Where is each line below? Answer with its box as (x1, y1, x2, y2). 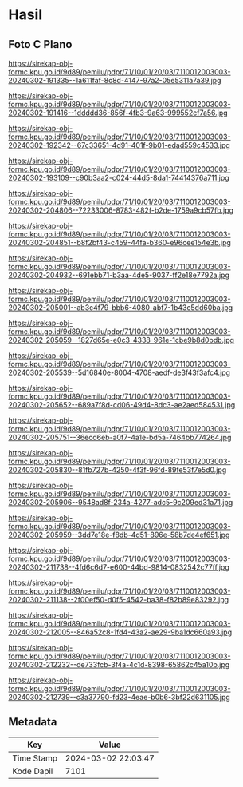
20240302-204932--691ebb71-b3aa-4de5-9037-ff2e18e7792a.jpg (8, 270, 229, 280)
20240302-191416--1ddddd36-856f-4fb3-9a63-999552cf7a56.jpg (8, 108, 229, 117)
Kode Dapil (12, 765, 53, 777)
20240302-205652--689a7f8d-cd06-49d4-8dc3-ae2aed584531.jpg (8, 400, 236, 409)
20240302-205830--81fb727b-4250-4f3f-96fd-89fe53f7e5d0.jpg (8, 465, 227, 475)
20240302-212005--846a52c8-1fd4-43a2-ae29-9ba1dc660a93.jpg (8, 627, 233, 637)
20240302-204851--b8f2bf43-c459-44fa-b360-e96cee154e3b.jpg (8, 238, 231, 247)
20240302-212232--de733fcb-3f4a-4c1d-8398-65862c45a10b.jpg (8, 660, 230, 669)
